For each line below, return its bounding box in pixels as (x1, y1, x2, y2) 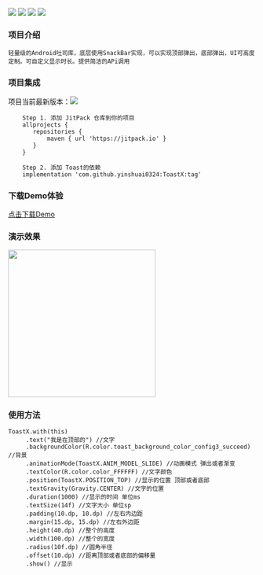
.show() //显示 (25, 560, 73, 568)
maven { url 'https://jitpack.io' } (46, 135, 167, 142)
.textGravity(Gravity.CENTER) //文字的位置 (25, 485, 165, 493)
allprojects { (22, 120, 68, 129)
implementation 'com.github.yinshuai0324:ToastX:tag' (22, 170, 202, 179)
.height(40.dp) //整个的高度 (25, 527, 115, 535)
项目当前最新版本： (8, 97, 71, 106)
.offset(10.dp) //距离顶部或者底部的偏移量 (25, 551, 156, 560)
